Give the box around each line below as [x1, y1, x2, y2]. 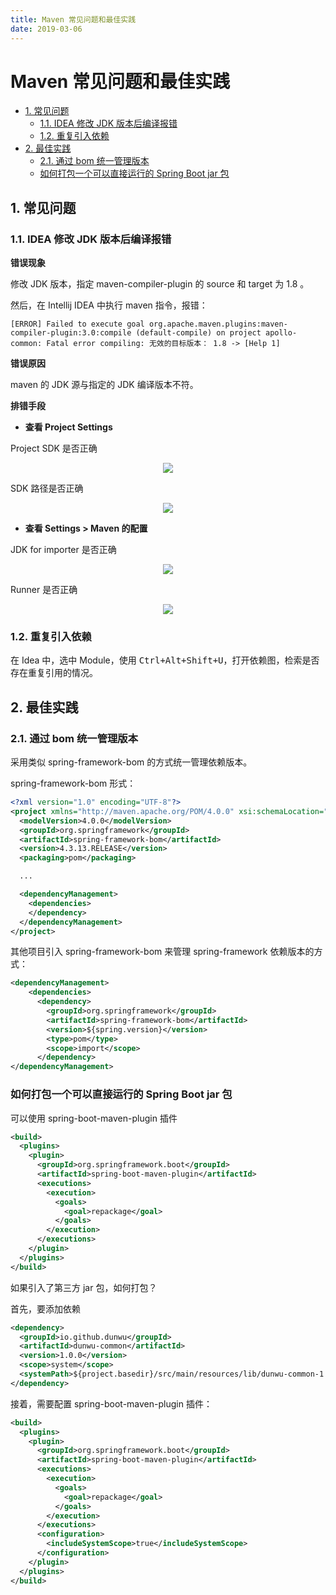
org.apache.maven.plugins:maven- [148, 319, 288, 330]
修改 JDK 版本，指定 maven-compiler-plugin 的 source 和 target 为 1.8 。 [10, 278, 310, 290]
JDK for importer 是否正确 [10, 544, 117, 556]
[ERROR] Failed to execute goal [10, 319, 145, 330]
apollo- [265, 328, 298, 338]
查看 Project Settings [24, 421, 113, 433]
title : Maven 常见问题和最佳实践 [10, 14, 137, 25]
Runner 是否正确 [10, 584, 78, 596]
